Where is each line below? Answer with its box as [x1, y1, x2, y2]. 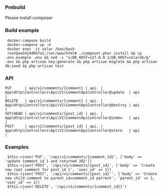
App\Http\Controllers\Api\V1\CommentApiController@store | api [5, 128, 140, 133]
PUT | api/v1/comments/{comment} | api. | [5, 85, 103, 91]
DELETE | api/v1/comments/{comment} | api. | [5, 98, 103, 103]
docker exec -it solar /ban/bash [7, 47, 75, 51]
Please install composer [5, 15, 53, 21]
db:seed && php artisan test [5, 64, 64, 68]
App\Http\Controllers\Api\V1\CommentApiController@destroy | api [5, 102, 140, 108]
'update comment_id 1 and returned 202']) [5, 159, 92, 164]
